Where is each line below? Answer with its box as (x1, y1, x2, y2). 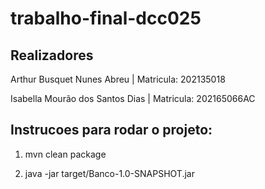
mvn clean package (24, 148, 107, 160)
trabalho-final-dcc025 (10, 7, 202, 30)
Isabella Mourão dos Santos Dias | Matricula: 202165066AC (10, 93, 256, 104)
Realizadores (10, 47, 94, 64)
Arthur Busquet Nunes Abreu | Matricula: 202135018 (10, 73, 226, 85)
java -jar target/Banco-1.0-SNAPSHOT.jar (24, 167, 195, 179)
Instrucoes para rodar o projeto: (10, 122, 213, 139)
